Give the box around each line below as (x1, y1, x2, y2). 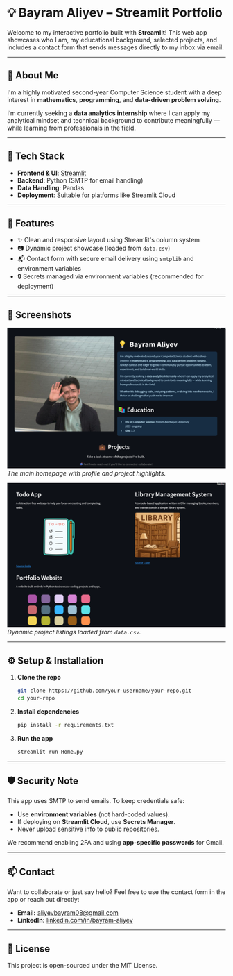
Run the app (17, 734, 53, 742)
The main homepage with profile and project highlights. (7, 469, 166, 477)
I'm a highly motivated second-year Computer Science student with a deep (7, 88, 222, 96)
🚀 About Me (7, 69, 59, 81)
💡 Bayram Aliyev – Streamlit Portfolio (7, 5, 223, 21)
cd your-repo (17, 694, 55, 702)
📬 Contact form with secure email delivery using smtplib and (17, 255, 194, 263)
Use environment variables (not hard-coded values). (17, 810, 170, 818)
